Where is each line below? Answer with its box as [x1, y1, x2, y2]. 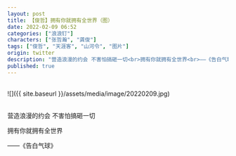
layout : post [7, 10, 46, 18]
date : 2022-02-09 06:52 [7, 23, 77, 30]
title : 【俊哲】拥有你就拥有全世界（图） [7, 17, 114, 24]
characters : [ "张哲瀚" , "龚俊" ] [7, 37, 97, 44]
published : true [7, 63, 55, 70]
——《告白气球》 [7, 141, 57, 150]
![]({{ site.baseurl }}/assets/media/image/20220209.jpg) [7, 89, 170, 98]
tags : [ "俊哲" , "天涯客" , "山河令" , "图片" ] [7, 43, 129, 50]
